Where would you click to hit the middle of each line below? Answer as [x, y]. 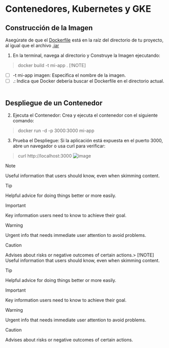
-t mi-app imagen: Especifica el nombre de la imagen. [69, 75]
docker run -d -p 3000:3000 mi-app [56, 130]
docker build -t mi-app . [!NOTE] [52, 65]
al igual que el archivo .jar [32, 46]
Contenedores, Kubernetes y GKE [78, 9]
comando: [23, 120]
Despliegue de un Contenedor [54, 103]
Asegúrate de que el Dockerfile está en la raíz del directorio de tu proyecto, [84, 40]
